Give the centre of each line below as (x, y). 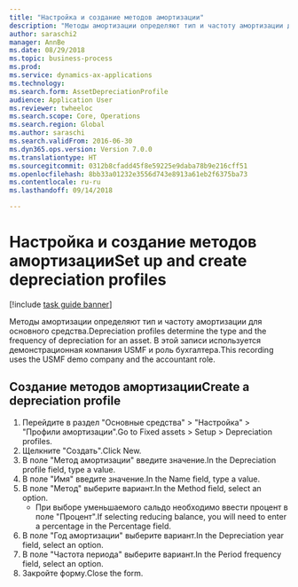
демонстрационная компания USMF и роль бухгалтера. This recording (141, 349)
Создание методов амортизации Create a (129, 387)
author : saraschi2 (43, 34)
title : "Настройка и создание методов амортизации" (106, 17)
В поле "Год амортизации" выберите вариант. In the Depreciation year (153, 535)
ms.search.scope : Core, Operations (75, 116)
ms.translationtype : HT (53, 157)
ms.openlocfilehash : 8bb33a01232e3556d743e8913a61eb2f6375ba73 (129, 174)
